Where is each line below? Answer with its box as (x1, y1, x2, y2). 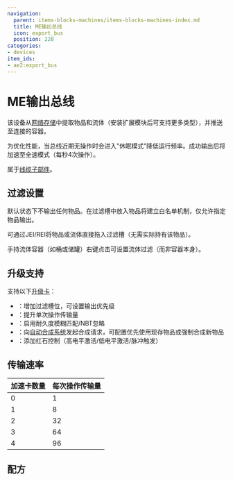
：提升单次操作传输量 (17, 310, 78, 319)
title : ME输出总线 (13, 23, 62, 30)
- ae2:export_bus (7, 62, 58, 69)
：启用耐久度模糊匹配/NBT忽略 (17, 319, 105, 328)
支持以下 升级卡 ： (7, 287, 56, 296)
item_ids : (7, 56, 36, 62)
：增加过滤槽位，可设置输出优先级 (17, 302, 115, 310)
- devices (7, 49, 36, 56)
